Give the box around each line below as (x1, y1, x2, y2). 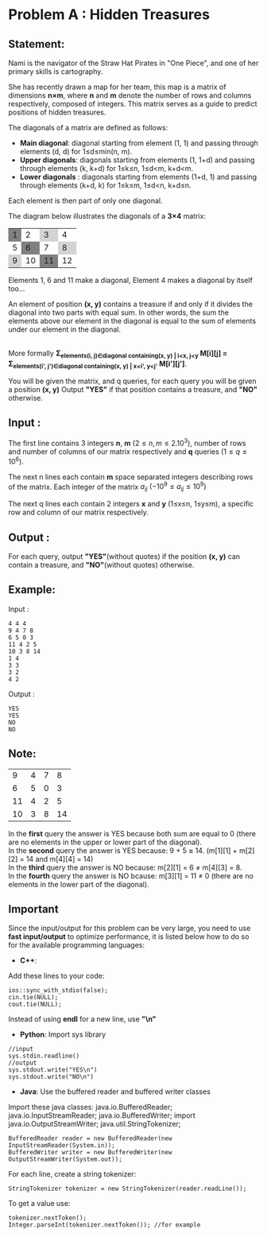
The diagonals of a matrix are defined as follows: (8, 123, 168, 132)
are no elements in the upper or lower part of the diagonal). (8, 837, 203, 847)
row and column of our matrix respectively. (8, 507, 149, 518)
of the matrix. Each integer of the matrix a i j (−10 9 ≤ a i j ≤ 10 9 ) (8, 480, 207, 494)
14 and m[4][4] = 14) (25, 854, 94, 863)
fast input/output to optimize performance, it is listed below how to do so (8, 932, 250, 941)
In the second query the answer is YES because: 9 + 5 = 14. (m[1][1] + (8, 845, 238, 855)
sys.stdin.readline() (8, 1052, 80, 1061)
